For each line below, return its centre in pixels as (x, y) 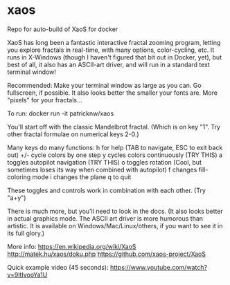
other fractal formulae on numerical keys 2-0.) (73, 134)
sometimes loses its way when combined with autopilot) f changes (102, 169)
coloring (19, 177)
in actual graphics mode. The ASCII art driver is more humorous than (105, 218)
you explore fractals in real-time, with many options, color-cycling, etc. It (111, 50)
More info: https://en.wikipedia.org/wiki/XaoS (72, 246)
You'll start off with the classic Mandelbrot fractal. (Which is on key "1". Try (114, 127)
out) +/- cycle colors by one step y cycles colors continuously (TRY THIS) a (115, 155)
